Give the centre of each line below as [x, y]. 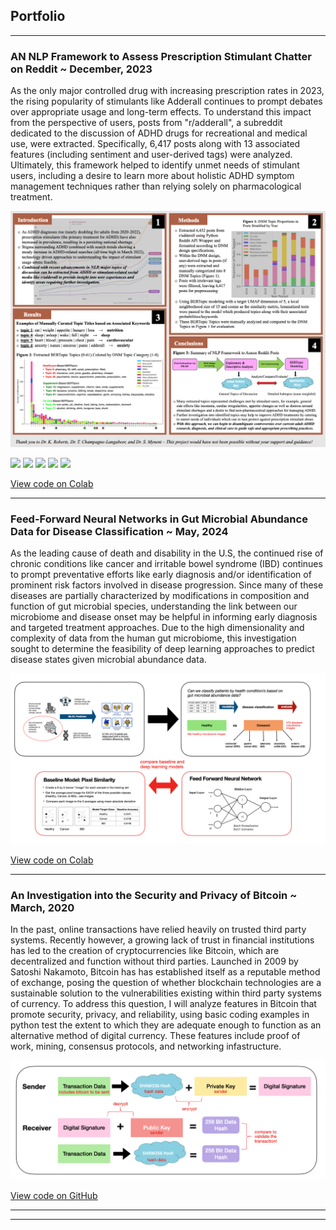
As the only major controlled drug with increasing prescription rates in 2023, [167, 91]
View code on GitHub [54, 1196]
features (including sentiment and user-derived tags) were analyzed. [151, 155]
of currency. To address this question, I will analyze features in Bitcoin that [163, 1003]
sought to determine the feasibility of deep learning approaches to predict [162, 648]
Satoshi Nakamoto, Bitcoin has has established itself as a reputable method [165, 971]
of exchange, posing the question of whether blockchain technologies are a [166, 982]
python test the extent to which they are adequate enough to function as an [166, 1025]
